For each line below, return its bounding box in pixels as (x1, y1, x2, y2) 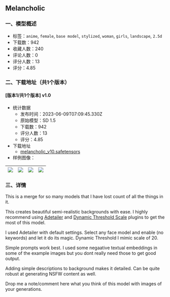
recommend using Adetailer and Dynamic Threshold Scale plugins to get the (5, 214, 165, 221)
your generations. (5, 286, 42, 292)
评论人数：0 (12, 52, 38, 58)
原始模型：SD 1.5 (20, 117, 56, 123)
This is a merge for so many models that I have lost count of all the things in (5, 194, 163, 200)
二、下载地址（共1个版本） (5, 78, 70, 86)
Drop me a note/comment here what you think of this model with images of (5, 281, 162, 287)
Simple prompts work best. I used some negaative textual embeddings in (5, 245, 158, 251)
